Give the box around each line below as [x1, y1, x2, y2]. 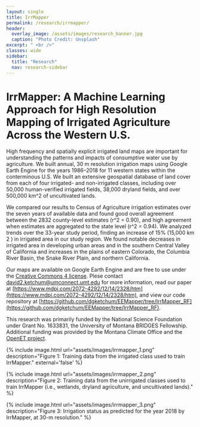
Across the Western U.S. [6, 128, 131, 142]
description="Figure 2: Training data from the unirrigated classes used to [6, 377, 186, 384]
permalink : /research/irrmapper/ [6, 20, 90, 26]
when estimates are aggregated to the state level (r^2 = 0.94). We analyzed [6, 223, 192, 230]
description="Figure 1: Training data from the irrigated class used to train [6, 353, 185, 360]
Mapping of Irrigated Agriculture [6, 115, 171, 129]
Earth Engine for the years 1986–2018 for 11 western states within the [6, 167, 176, 174]
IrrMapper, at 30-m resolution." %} [6, 414, 91, 421]
